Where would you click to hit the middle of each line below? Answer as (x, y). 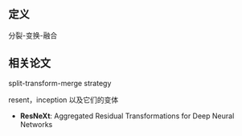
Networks (36, 124)
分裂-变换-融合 (33, 35)
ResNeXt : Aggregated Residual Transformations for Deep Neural (127, 116)
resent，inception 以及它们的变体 (64, 100)
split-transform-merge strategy (60, 83)
